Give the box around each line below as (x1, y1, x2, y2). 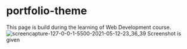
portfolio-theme (6, 4, 87, 18)
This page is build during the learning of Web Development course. (6, 24, 171, 31)
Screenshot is (147, 30, 182, 37)
